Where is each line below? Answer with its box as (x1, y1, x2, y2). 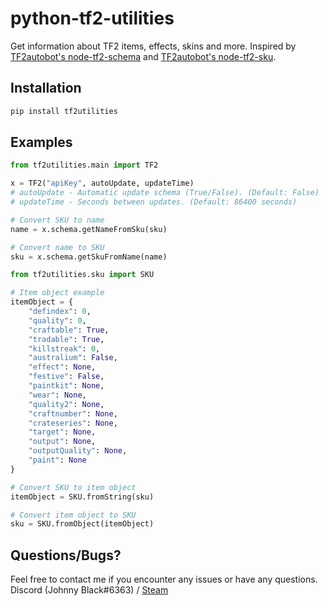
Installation (10, 80, 82, 97)
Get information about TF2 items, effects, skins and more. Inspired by (10, 40, 297, 52)
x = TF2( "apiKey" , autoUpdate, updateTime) (10, 178, 195, 189)
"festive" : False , (28, 372, 105, 382)
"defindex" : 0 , (28, 307, 92, 317)
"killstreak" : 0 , (28, 343, 101, 354)
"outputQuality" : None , (28, 446, 128, 456)
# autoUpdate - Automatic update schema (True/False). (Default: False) (10, 188, 320, 198)
